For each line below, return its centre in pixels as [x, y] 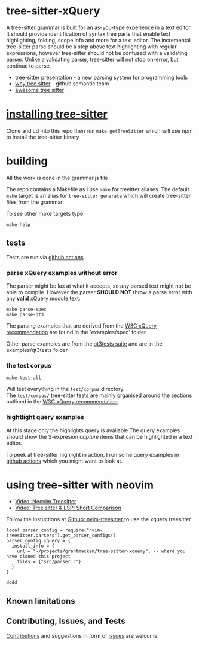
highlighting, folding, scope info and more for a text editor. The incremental [99, 40]
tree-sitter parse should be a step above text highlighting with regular [92, 47]
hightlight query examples [45, 417]
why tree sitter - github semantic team [62, 83]
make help [19, 224]
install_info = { [33, 546]
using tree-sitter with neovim [80, 485]
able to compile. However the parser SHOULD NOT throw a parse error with [99, 292]
